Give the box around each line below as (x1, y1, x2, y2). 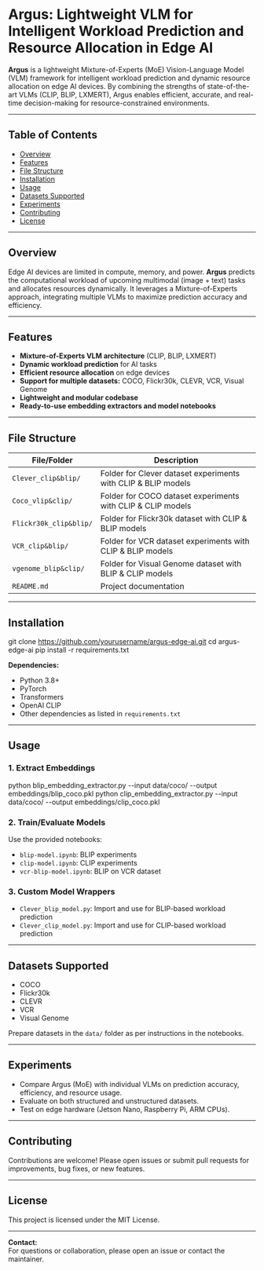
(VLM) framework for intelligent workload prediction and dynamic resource (8, 73, 251, 82)
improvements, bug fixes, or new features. (8, 1164, 145, 1173)
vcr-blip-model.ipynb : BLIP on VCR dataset (19, 866, 161, 876)
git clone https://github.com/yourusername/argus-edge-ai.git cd (8, 637, 217, 646)
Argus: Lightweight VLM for (8, 5, 194, 24)
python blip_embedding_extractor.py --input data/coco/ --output (8, 780, 218, 790)
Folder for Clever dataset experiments (100, 468, 240, 479)
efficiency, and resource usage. (19, 1088, 123, 1097)
